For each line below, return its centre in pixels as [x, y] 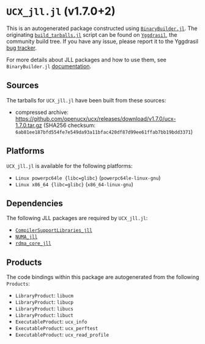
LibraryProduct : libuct [44, 315]
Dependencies [35, 203]
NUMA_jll [26, 237]
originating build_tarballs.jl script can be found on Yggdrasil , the [92, 34]
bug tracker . [22, 48]
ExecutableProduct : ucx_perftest [57, 328]
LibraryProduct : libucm [44, 296]
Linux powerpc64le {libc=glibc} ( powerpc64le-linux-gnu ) [88, 178]
